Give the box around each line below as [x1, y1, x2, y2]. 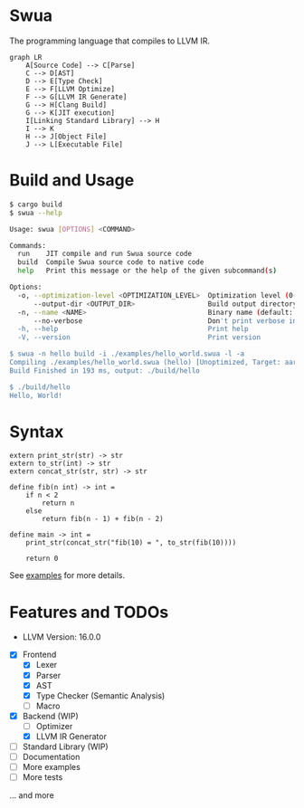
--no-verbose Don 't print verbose [33, 316, 285, 326]
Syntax [9, 422, 64, 442]
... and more [9, 790, 54, 801]
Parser [35, 670, 62, 680]
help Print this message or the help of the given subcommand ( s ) [17, 266, 278, 276]
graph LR [9, 52, 43, 62]
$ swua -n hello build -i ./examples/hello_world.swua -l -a [9, 349, 245, 358]
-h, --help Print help [17, 325, 249, 334]
